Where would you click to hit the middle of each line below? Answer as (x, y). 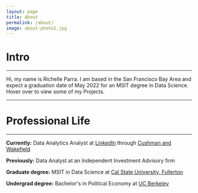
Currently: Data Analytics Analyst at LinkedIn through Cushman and (89, 143)
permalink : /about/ (30, 22)
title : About (22, 17)
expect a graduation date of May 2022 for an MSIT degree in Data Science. (97, 86)
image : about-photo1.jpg (37, 28)
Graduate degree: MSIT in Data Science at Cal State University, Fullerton (95, 172)
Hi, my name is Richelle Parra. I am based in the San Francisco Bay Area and (99, 79)
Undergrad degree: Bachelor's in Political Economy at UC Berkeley (88, 184)
